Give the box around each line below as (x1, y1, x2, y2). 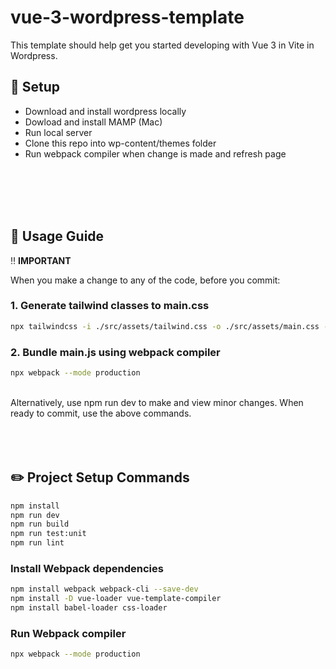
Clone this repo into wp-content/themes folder (24, 137, 217, 149)
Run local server (24, 126, 93, 138)
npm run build (10, 519, 70, 530)
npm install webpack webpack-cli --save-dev (10, 584, 199, 595)
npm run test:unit (10, 529, 87, 539)
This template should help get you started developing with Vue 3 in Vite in (10, 39, 315, 51)
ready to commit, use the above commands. (10, 407, 192, 419)
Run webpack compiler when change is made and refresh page (24, 147, 287, 160)
